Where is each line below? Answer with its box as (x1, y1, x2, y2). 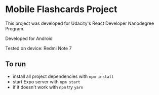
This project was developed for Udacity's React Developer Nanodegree (5, 20, 154, 26)
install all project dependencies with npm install (12, 73, 114, 79)
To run (5, 60, 26, 69)
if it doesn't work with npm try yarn (12, 84, 84, 90)
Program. (5, 25, 25, 31)
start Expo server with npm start (12, 78, 81, 84)
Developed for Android (5, 35, 53, 41)
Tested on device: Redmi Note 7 (5, 45, 72, 51)
